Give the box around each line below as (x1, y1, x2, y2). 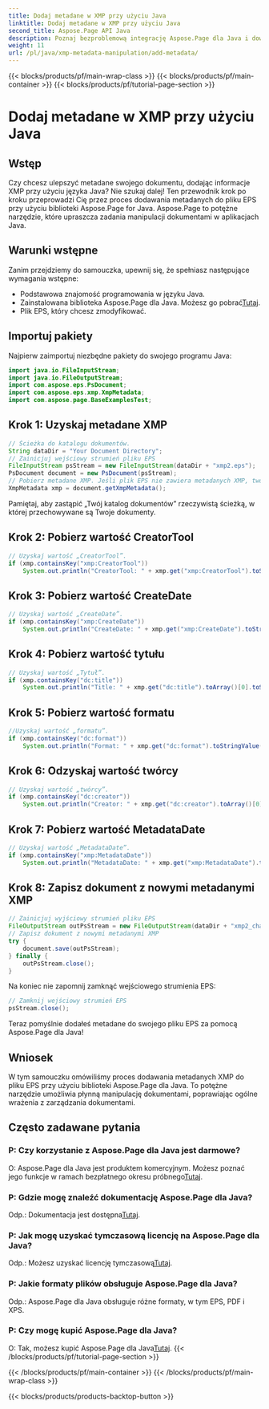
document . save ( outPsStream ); (22, 944, 120, 952)
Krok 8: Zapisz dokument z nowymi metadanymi (8, 880, 255, 895)
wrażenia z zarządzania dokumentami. (8, 1097, 136, 1107)
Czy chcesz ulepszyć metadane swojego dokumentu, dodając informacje (8, 178, 251, 187)
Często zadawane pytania (8, 1121, 141, 1135)
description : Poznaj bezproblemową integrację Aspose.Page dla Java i (8, 34, 249, 43)
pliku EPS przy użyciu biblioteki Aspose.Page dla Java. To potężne (8, 1080, 228, 1090)
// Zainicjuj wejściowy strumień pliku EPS (8, 454, 156, 462)
